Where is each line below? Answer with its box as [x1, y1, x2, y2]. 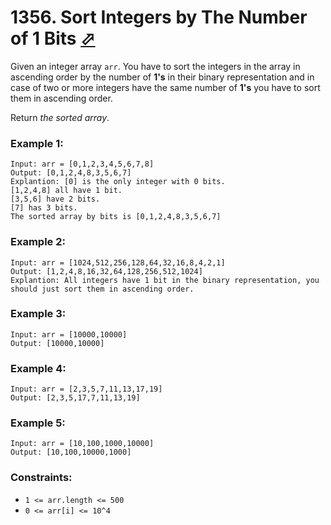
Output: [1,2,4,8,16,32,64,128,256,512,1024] [10, 266, 203, 276]
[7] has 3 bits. [10, 203, 78, 213]
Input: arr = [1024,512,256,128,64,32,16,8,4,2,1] [10, 257, 226, 268]
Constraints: [10, 471, 73, 485]
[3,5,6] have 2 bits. [10, 194, 101, 205]
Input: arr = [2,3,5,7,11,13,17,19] [10, 384, 163, 395]
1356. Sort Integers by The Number [10, 6, 308, 29]
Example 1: [10, 136, 64, 150]
